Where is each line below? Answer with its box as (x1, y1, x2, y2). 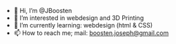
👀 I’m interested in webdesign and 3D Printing (13, 14, 144, 22)
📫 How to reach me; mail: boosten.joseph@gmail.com (13, 29, 169, 37)
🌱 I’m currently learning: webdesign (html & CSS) (13, 21, 153, 29)
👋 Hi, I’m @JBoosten (13, 7, 72, 14)
